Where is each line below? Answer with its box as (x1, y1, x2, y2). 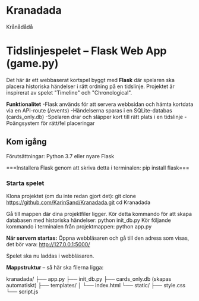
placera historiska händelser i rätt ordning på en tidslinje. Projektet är (6, 83, 175, 90)
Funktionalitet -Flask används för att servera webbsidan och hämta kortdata (6, 101, 194, 108)
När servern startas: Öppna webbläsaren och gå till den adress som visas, (6, 234, 189, 242)
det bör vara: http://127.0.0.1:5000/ (6, 240, 90, 247)
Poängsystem (6, 120, 40, 127)
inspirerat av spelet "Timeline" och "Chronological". (6, 89, 132, 96)
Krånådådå (6, 23, 33, 30)
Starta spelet (6, 179, 45, 187)
